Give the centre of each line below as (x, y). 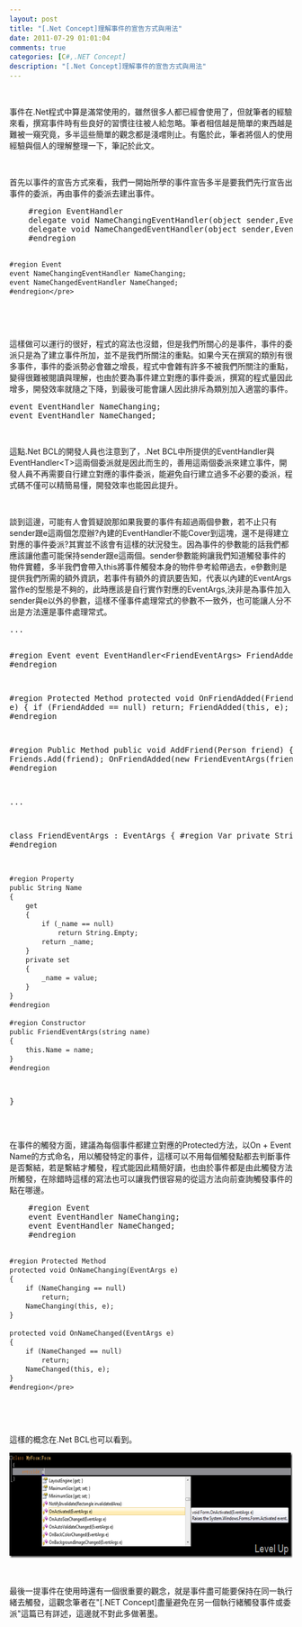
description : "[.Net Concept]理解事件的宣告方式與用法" (108, 67)
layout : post (34, 19)
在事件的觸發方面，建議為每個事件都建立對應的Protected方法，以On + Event (151, 1145)
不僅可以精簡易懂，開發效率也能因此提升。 (103, 485)
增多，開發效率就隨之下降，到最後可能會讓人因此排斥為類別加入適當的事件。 (151, 389)
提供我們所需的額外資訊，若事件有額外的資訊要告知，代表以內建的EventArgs (151, 578)
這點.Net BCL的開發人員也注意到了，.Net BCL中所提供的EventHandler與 (142, 451)
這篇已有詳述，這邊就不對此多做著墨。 (92, 1613)
